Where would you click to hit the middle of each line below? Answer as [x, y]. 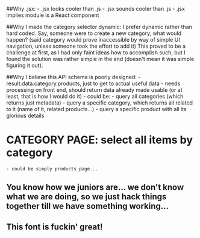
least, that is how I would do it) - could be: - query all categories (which [95, 96]
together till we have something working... [88, 206]
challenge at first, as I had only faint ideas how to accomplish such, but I [96, 53]
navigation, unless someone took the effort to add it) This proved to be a [96, 46]
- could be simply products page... [52, 169]
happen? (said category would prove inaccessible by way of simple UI [93, 40]
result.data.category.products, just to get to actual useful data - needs [93, 83]
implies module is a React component [53, 15]
